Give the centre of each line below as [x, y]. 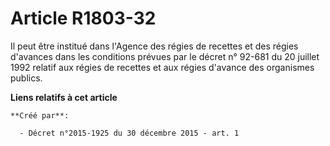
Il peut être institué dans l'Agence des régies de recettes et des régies [154, 46]
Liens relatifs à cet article [64, 97]
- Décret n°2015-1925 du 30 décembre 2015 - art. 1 [129, 133]
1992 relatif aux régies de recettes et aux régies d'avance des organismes [162, 67]
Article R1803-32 [83, 18]
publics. [26, 78]
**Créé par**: [40, 115]
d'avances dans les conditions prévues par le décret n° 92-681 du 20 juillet [165, 56]
